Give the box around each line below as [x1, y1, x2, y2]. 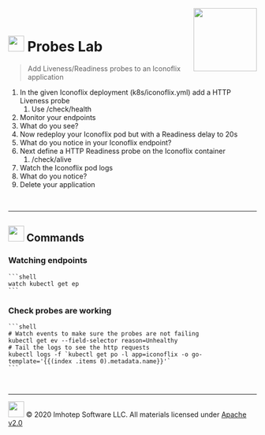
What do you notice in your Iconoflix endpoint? [19, 137, 172, 147]
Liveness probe [19, 96, 70, 105]
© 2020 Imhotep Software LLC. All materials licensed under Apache [25, 410, 247, 419]
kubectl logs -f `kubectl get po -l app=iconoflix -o [8, 351, 189, 358]
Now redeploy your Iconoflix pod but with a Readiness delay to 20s [19, 129, 238, 139]
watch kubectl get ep [8, 279, 80, 287]
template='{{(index [8, 357, 73, 366]
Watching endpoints [8, 255, 88, 266]
